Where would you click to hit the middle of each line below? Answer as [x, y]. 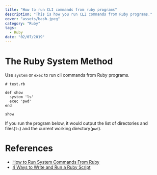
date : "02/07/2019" [25, 37]
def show [14, 92]
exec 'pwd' [21, 101]
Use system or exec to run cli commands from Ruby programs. [67, 75]
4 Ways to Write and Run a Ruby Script [51, 167]
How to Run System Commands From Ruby [56, 162]
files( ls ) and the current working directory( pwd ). [53, 128]
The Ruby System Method [59, 61]
